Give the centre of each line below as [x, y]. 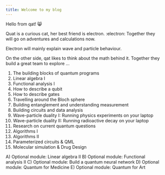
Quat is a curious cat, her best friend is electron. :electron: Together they [81, 33]
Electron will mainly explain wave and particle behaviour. [64, 48]
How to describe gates [36, 94]
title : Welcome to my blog [34, 10]
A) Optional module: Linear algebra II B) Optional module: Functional [76, 157]
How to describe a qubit [38, 89]
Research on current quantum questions [54, 126]
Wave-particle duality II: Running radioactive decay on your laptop [81, 120]
